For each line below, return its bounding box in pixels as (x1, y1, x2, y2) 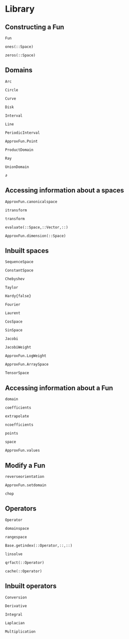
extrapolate (5, 414, 29, 419)
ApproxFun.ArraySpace (5, 362, 49, 367)
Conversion (5, 595, 27, 600)
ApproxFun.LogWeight (5, 353, 47, 358)
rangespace (5, 535, 27, 539)
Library (5, 3, 35, 15)
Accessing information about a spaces (5, 186, 125, 195)
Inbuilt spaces (5, 247, 49, 255)
